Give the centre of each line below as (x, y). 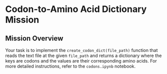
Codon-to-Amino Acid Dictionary (76, 9)
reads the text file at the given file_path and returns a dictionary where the (83, 55)
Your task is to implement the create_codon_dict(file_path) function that (81, 50)
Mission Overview (34, 38)
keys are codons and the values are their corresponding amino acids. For (81, 61)
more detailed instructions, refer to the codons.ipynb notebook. (70, 66)
